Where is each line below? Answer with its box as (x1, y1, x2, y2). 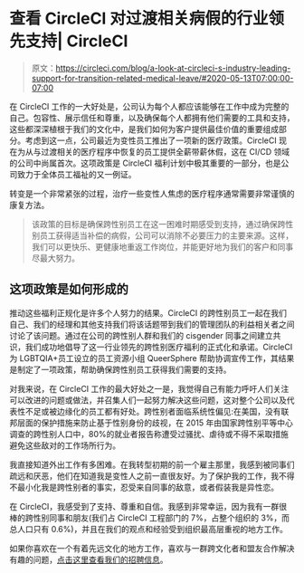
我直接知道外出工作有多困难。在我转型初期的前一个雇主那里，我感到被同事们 (9, 459, 295, 470)
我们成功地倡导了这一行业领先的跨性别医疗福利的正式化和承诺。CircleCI (24, 341, 293, 352)
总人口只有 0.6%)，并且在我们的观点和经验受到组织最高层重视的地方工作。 (9, 523, 288, 534)
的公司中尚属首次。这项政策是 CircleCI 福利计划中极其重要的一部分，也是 (9, 158, 282, 168)
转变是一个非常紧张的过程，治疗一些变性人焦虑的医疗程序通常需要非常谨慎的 (9, 187, 295, 199)
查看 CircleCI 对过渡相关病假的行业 (9, 8, 269, 29)
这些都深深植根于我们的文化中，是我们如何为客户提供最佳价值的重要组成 (9, 123, 279, 134)
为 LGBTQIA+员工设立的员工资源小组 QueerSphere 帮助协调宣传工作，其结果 (9, 352, 295, 363)
